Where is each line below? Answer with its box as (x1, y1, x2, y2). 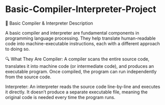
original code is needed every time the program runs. (5, 94, 116, 100)
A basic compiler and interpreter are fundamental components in (5, 30, 139, 36)
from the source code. (5, 74, 52, 80)
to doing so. (5, 46, 30, 52)
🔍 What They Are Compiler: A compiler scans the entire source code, (5, 56, 150, 62)
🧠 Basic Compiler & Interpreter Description (5, 20, 93, 26)
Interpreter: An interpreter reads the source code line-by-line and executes (5, 83, 160, 89)
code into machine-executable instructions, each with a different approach (5, 40, 160, 46)
